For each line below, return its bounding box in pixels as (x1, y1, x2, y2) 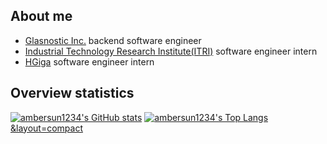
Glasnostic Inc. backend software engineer (24, 34, 202, 46)
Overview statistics (10, 85, 135, 102)
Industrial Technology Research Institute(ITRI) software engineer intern (24, 45, 318, 57)
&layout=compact (10, 122, 83, 134)
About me (10, 8, 73, 25)
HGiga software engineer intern (24, 55, 155, 68)
